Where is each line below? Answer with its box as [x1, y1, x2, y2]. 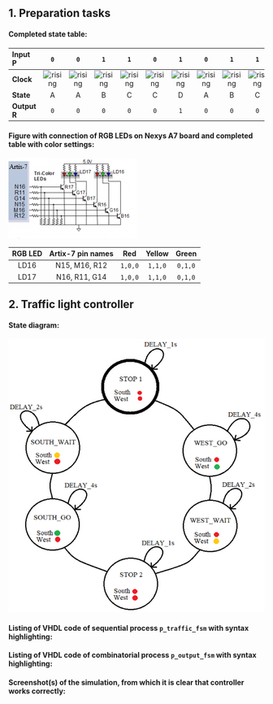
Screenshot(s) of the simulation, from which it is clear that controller [8, 677, 245, 687]
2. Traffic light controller [8, 298, 134, 311]
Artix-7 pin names [49, 249, 114, 259]
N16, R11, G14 [55, 272, 107, 281]
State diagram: [8, 320, 59, 330]
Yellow [145, 249, 169, 259]
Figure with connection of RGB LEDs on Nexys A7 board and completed [8, 130, 253, 141]
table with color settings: [8, 139, 95, 149]
